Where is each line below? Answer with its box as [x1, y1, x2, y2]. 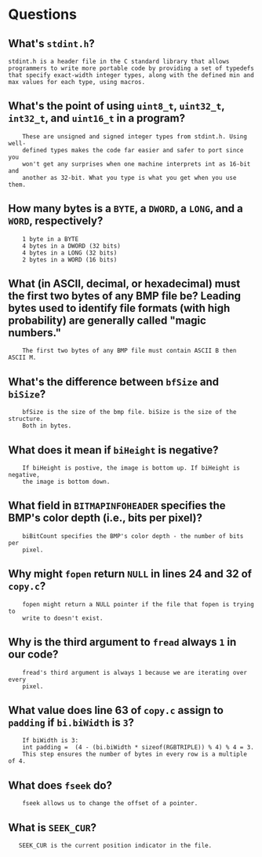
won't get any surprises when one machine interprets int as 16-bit [22, 159, 251, 168]
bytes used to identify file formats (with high [8, 302, 231, 315]
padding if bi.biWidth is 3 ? [8, 716, 135, 729]
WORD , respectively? [8, 214, 104, 228]
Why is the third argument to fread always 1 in [8, 635, 237, 649]
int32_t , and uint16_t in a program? [8, 112, 186, 125]
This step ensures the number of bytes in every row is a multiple [22, 750, 247, 759]
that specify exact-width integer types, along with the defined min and [8, 71, 255, 79]
